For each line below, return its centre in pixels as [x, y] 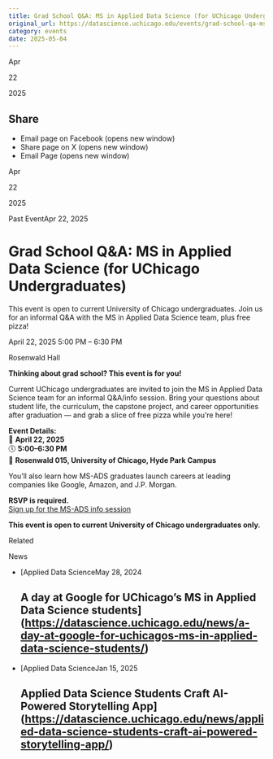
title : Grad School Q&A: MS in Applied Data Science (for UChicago [125, 16]
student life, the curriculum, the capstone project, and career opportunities [134, 406]
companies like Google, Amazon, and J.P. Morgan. [93, 484]
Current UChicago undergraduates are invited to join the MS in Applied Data [135, 389]
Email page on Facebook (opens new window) [97, 138]
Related [21, 541]
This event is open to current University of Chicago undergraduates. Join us [136, 309]
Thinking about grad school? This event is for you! [95, 373]
